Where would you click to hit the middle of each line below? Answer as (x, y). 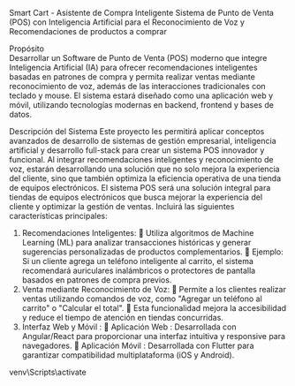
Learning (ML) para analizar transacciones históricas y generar (136, 242)
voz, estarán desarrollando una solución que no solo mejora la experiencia (144, 169)
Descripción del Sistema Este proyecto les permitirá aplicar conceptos (137, 131)
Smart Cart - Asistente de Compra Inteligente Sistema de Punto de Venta (141, 13)
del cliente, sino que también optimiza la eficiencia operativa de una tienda (145, 178)
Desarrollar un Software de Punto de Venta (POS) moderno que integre (138, 58)
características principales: (58, 216)
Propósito (26, 49)
